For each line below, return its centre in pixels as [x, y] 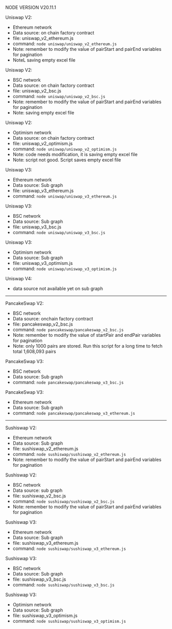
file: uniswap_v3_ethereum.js [43, 190]
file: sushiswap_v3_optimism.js [45, 615]
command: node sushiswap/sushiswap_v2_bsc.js [63, 501]
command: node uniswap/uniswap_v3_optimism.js [64, 269]
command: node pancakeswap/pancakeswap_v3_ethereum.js [74, 413]
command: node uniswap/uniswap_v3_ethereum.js [64, 196]
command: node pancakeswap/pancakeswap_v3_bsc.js [68, 382]
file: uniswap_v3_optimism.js [43, 263]
